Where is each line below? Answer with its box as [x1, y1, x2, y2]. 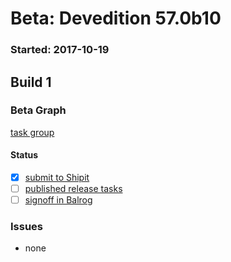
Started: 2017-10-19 [10, 43, 110, 57]
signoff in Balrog [24, 194, 93, 206]
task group [10, 126, 55, 138]
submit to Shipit [24, 172, 90, 183]
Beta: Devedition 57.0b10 [10, 7, 222, 30]
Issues [10, 220, 44, 234]
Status [10, 149, 39, 161]
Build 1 [10, 73, 52, 91]
